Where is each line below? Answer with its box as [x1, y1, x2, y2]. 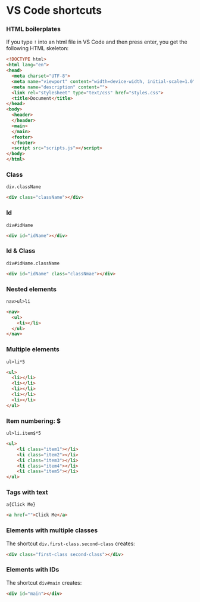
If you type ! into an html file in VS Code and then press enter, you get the [6, 38, 187, 45]
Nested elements [6, 285, 57, 293]
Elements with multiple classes [6, 526, 98, 535]
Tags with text [6, 488, 48, 496]
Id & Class [6, 247, 36, 255]
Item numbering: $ [6, 416, 61, 425]
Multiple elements [6, 345, 60, 354]
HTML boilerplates [6, 25, 61, 33]
